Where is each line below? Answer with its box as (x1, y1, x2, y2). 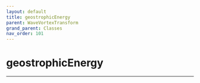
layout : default (6, 8, 46, 15)
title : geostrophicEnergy (6, 14, 70, 20)
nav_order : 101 (6, 31, 44, 37)
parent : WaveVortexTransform (6, 20, 79, 25)
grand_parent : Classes (6, 25, 62, 31)
